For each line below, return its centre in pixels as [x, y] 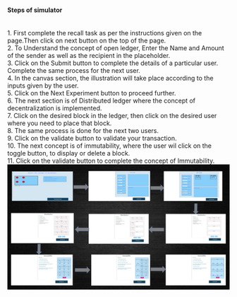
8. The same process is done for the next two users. [83, 131]
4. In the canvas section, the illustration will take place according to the [110, 78]
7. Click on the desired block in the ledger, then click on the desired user [112, 116]
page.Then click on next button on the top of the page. [87, 41]
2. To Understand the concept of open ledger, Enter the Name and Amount [116, 48]
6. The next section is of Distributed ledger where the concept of [102, 101]
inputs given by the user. [43, 86]
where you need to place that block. [60, 123]
